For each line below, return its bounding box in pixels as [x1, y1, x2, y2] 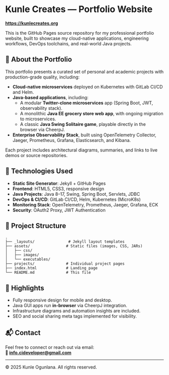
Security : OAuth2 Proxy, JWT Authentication [12, 207, 106, 213]
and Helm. [12, 89, 34, 95]
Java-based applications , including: [12, 94, 89, 100]
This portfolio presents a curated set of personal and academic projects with [5, 68, 164, 74]
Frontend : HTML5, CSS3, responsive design [12, 185, 105, 192]
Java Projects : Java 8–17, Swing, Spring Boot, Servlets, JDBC [12, 191, 140, 197]
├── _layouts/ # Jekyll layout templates [5, 239, 125, 245]
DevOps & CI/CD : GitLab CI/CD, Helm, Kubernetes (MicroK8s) [12, 196, 141, 202]
